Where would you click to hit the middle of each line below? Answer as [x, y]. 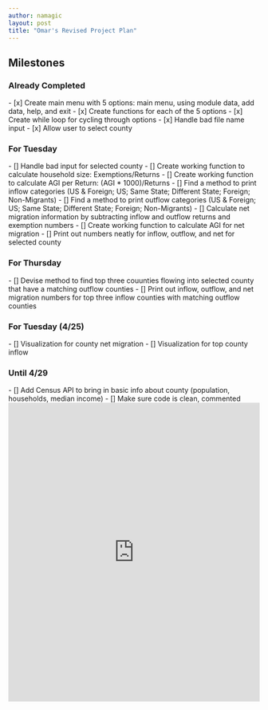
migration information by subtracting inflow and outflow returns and [120, 217]
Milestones [37, 63]
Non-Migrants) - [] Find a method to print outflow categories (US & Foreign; [132, 200]
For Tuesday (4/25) [46, 326]
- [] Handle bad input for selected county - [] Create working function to [127, 166]
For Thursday [35, 263]
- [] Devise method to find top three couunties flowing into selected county [131, 280]
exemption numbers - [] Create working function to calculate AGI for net [126, 226]
